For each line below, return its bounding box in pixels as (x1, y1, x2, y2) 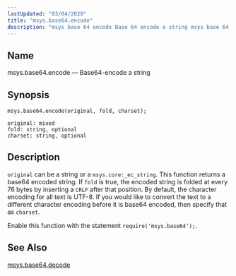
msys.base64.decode (7, 260, 71, 269)
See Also (7, 241, 47, 254)
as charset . (7, 208, 40, 216)
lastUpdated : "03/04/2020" (7, 10, 87, 18)
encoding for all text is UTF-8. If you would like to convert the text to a (7, 192, 211, 201)
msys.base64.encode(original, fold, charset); (7, 107, 147, 114)
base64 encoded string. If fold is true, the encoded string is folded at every (7, 177, 228, 186)
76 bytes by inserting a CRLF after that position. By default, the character (7, 185, 217, 193)
